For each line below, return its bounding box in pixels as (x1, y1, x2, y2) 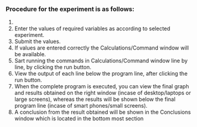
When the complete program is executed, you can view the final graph (14, 83, 189, 90)
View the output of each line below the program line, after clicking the (14, 70, 188, 77)
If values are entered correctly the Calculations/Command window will (14, 44, 189, 51)
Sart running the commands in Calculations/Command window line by (14, 57, 188, 65)
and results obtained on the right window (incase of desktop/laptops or (14, 90, 191, 97)
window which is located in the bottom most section (14, 115, 144, 122)
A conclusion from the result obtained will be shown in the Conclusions (14, 108, 191, 116)
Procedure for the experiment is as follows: (5, 5, 135, 13)
